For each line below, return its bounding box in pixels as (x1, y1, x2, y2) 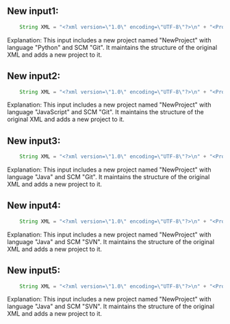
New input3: (7, 135, 61, 146)
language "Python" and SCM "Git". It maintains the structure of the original (7, 43, 218, 51)
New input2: (7, 70, 61, 82)
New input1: (7, 5, 59, 17)
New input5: (7, 265, 60, 276)
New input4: (7, 200, 61, 211)
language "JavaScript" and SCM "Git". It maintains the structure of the (7, 108, 204, 116)
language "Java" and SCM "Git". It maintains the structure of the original (7, 173, 210, 181)
